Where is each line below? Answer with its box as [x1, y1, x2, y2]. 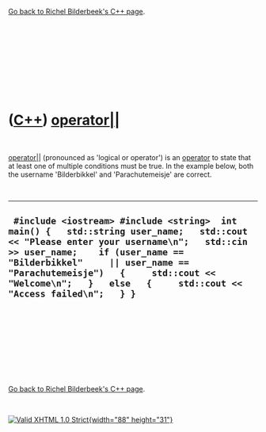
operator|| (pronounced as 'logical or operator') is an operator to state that [8, 152, 252, 162]
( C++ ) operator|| [8, 111, 120, 129]
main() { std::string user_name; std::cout [8, 226, 248, 237]
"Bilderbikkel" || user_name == [8, 257, 190, 269]
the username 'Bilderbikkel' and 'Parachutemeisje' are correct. [8, 170, 212, 179]
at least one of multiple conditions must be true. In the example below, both [8, 161, 254, 170]
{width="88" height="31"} [88, 415, 173, 424]
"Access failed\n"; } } [8, 289, 136, 300]
